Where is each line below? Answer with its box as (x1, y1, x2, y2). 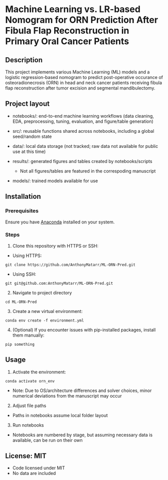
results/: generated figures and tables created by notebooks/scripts (12, 158, 152, 164)
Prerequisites (5, 207, 39, 214)
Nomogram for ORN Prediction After (5, 14, 158, 26)
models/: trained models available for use (12, 178, 98, 184)
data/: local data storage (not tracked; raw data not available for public (12, 143, 158, 149)
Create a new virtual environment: (12, 308, 83, 314)
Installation (5, 192, 41, 201)
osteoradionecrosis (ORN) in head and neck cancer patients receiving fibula (5, 79, 162, 86)
